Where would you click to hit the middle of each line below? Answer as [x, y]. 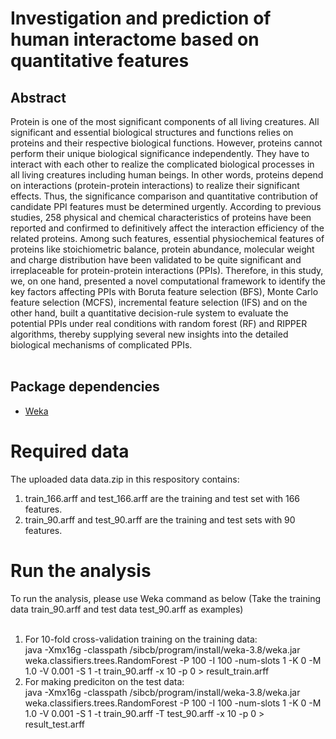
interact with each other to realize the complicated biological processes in [162, 164]
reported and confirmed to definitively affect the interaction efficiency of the [167, 228]
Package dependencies [85, 387]
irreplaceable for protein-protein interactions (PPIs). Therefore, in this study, [167, 270]
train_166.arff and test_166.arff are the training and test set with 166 [162, 498]
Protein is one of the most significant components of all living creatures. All [165, 121]
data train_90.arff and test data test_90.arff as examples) [127, 609]
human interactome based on [135, 39]
